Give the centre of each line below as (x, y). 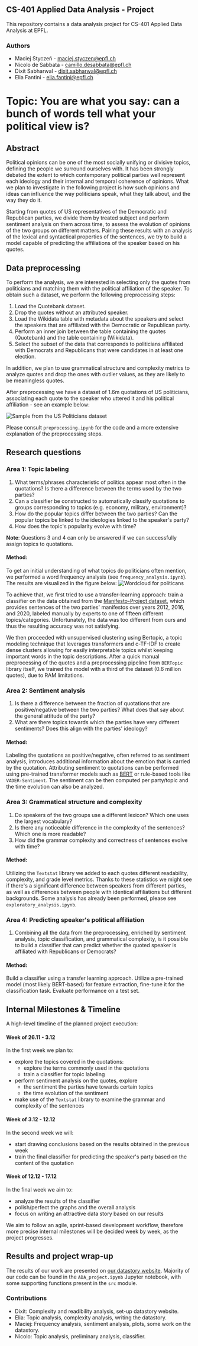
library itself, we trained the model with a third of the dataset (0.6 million (94, 669)
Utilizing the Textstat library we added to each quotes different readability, (97, 873)
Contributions (27, 1298)
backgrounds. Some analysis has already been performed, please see (91, 898)
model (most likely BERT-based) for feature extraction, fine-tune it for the (95, 985)
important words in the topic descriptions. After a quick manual (83, 656)
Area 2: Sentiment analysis (46, 690)
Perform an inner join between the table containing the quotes (90, 331)
